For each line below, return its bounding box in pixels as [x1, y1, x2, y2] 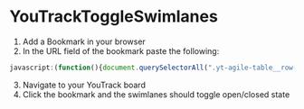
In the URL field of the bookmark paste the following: [22, 45, 220, 56]
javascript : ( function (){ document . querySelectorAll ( [9, 63, 208, 72]
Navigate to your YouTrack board [22, 79, 147, 90]
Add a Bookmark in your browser [22, 36, 147, 47]
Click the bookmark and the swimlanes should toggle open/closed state [22, 88, 290, 100]
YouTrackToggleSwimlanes [9, 6, 219, 27]
